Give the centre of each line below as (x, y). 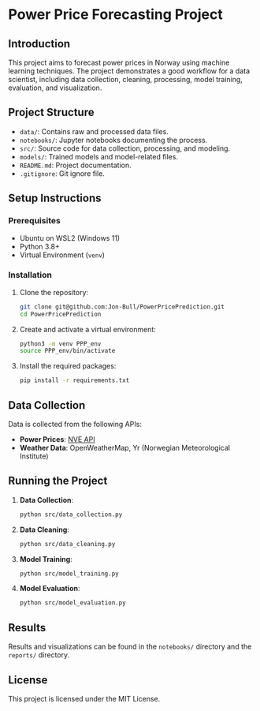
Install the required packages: (68, 366)
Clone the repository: (54, 292)
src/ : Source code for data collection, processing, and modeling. (125, 148)
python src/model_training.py (69, 574)
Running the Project (58, 481)
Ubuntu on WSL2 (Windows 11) (70, 238)
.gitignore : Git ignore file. (62, 173)
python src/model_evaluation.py (72, 603)
